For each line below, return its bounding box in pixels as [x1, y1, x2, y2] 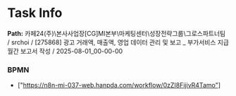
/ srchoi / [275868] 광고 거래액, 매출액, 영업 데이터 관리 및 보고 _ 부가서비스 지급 [7, 37, 230, 47]
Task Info [7, 5, 63, 21]
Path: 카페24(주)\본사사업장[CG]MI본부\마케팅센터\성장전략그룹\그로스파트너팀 [7, 29, 226, 37]
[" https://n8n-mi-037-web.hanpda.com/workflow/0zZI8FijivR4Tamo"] [17, 81, 221, 90]
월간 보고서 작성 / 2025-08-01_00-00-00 [7, 47, 123, 55]
